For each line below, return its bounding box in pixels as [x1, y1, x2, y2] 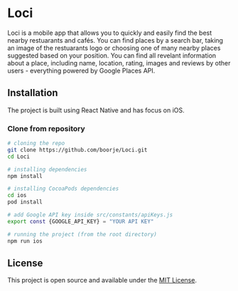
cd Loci [7, 153, 31, 160]
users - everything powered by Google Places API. [7, 66, 156, 75]
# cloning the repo [7, 140, 65, 147]
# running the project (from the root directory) [7, 231, 158, 238]
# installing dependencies [7, 166, 87, 173]
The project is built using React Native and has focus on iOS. [7, 105, 185, 115]
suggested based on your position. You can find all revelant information [7, 51, 217, 60]
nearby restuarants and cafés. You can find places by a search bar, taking [7, 36, 224, 44]
